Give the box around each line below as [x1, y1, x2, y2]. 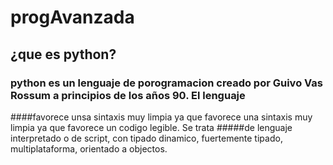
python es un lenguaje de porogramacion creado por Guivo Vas [10, 76, 323, 90]
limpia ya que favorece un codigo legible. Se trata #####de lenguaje [10, 121, 293, 133]
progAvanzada [10, 6, 135, 29]
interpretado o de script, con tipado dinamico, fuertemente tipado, [10, 132, 283, 144]
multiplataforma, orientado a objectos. [10, 142, 168, 155]
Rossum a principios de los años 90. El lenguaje [10, 88, 246, 102]
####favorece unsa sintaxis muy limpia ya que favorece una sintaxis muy [10, 111, 313, 123]
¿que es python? [10, 46, 117, 63]
